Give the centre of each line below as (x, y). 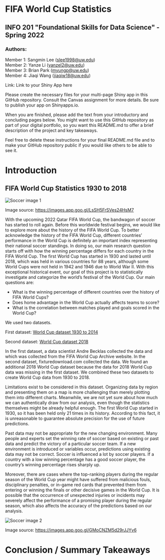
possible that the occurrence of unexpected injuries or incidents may (75, 495)
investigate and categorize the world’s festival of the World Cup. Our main (80, 277)
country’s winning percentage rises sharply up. (53, 464)
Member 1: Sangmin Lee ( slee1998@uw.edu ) (50, 60)
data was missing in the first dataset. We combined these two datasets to (80, 372)
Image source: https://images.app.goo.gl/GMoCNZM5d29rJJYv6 (71, 530)
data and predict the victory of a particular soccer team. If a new (71, 444)
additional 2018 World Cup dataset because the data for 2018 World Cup (79, 367)
